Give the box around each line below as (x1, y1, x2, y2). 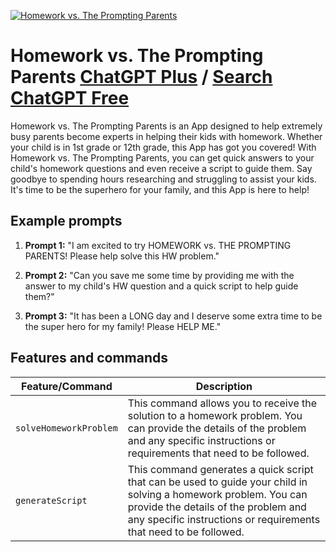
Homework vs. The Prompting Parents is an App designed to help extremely (10, 120, 323, 132)
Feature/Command (20, 379, 113, 393)
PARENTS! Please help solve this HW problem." (24, 250, 220, 262)
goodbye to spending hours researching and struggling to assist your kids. (10, 173, 317, 185)
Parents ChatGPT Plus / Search (10, 66, 273, 89)
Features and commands (10, 350, 168, 367)
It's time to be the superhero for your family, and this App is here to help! (10, 183, 310, 195)
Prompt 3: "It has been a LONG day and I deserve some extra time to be (24, 310, 323, 322)
